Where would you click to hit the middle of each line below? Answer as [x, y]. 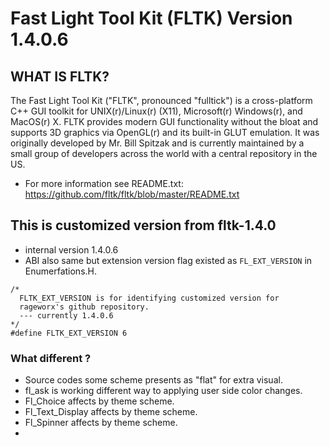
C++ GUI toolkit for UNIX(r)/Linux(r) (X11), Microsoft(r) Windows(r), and [156, 111]
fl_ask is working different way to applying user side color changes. [163, 391]
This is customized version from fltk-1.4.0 [143, 225]
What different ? [51, 358]
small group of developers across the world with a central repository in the [164, 153]
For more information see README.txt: [104, 183]
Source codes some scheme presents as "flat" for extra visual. [153, 380]
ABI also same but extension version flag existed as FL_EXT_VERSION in [168, 260]
